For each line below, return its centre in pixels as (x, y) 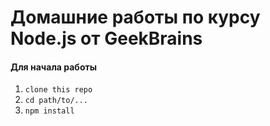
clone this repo (58, 90)
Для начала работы (53, 67)
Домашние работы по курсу (135, 17)
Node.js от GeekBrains (106, 38)
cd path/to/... (56, 101)
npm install (49, 111)
